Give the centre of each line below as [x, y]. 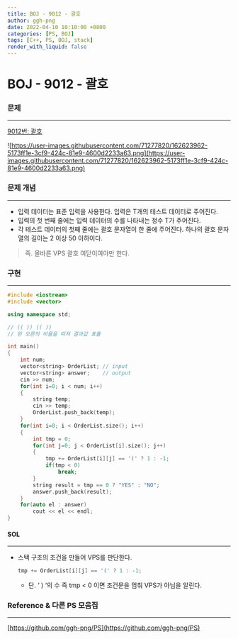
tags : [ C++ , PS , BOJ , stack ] [50, 40]
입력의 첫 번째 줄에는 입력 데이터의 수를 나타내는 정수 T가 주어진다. [109, 220]
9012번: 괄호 [25, 131]
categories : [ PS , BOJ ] [41, 34]
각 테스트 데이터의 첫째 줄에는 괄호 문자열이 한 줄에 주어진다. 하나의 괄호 [117, 229]
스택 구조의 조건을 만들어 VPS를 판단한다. [75, 557]
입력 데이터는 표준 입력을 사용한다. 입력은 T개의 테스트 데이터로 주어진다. [118, 211]
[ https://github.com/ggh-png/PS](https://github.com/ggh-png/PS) [104, 628]
